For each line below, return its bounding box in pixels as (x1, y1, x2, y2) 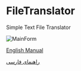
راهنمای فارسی (6, 58, 40, 65)
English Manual (6, 46, 43, 54)
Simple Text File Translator (6, 24, 71, 31)
